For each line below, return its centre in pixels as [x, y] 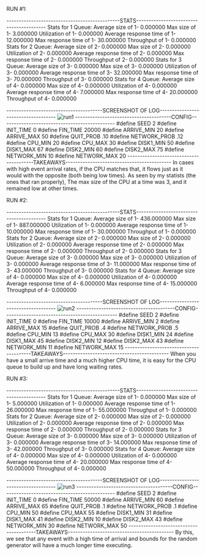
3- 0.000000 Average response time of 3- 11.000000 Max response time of [101, 264]
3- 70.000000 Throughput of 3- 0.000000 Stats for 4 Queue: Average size [100, 79]
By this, [185, 532]
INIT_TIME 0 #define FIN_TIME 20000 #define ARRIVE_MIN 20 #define [95, 130]
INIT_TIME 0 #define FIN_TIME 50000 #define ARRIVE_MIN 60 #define [95, 500]
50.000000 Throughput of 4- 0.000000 [56, 468]
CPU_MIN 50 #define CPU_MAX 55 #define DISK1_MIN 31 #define [89, 513]
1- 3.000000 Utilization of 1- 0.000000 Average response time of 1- [91, 34]
